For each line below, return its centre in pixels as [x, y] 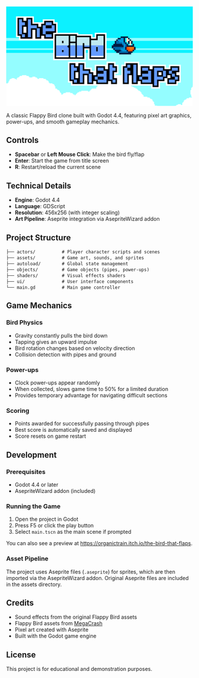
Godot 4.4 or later [36, 485]
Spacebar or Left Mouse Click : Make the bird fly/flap [80, 154]
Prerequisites [26, 472]
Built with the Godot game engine [55, 636]
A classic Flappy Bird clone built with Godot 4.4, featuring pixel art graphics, [99, 115]
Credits [20, 603]
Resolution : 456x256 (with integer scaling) [67, 213]
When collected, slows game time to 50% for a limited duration [92, 389]
